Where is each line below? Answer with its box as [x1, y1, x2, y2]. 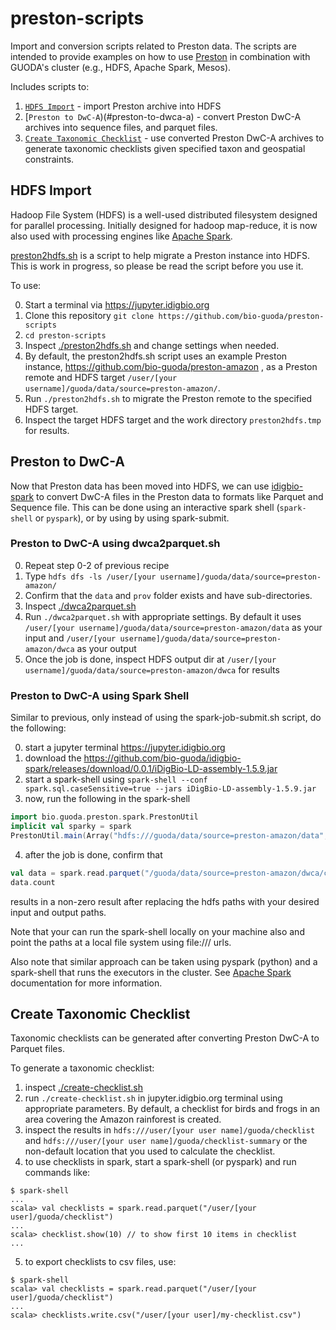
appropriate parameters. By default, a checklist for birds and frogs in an [24, 1103, 321, 1115]
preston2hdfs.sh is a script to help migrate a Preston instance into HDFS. [10, 249, 310, 261]
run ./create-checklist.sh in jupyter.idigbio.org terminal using [24, 1092, 283, 1104]
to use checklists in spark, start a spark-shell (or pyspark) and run [24, 1156, 297, 1168]
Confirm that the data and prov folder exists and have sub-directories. [24, 589, 313, 601]
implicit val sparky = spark [10, 822, 132, 832]
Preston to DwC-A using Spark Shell [10, 688, 190, 702]
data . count [10, 877, 56, 887]
